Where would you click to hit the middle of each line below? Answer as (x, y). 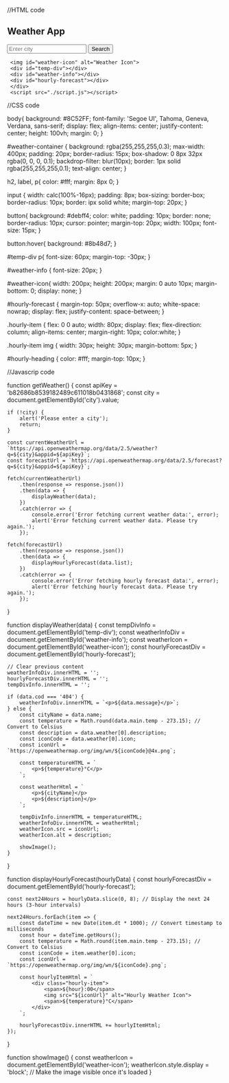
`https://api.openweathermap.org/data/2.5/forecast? (145, 460)
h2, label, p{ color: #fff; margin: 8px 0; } (63, 181)
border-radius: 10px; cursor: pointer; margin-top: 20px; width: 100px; (105, 223)
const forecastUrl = (37, 460)
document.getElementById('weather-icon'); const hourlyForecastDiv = (107, 647)
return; (30, 424)
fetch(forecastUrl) (35, 545)
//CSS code (23, 105)
